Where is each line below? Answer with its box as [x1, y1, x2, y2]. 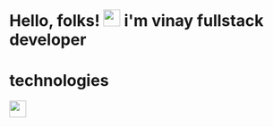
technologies [9, 71, 109, 91]
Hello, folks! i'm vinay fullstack [9, 11, 264, 31]
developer [9, 30, 87, 50]
